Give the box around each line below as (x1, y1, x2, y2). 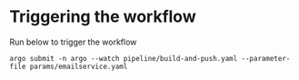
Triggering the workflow (9, 6, 197, 27)
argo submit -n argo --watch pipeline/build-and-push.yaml (9, 54, 238, 63)
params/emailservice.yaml (29, 62, 128, 71)
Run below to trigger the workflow (9, 36, 137, 47)
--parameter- (241, 54, 291, 63)
